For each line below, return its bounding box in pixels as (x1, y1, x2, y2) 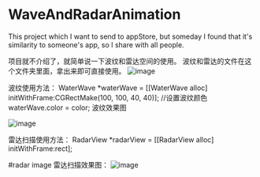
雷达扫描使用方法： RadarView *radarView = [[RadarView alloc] (8, 134, 214, 144)
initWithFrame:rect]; (8, 144, 73, 153)
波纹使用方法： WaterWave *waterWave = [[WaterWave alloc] (8, 83, 208, 92)
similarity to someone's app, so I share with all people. (8, 40, 184, 49)
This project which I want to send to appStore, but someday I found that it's (8, 32, 253, 41)
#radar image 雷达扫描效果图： (8, 160, 109, 169)
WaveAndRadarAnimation (8, 6, 181, 24)
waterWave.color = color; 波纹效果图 (8, 103, 127, 112)
